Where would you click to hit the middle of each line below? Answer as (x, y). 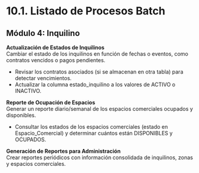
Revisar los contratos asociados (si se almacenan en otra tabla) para (99, 72)
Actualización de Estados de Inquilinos (55, 47)
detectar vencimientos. (43, 78)
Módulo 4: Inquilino (43, 33)
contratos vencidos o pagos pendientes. (56, 60)
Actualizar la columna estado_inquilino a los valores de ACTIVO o (95, 84)
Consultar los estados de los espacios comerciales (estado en (91, 127)
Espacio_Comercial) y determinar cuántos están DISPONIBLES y (94, 133)
